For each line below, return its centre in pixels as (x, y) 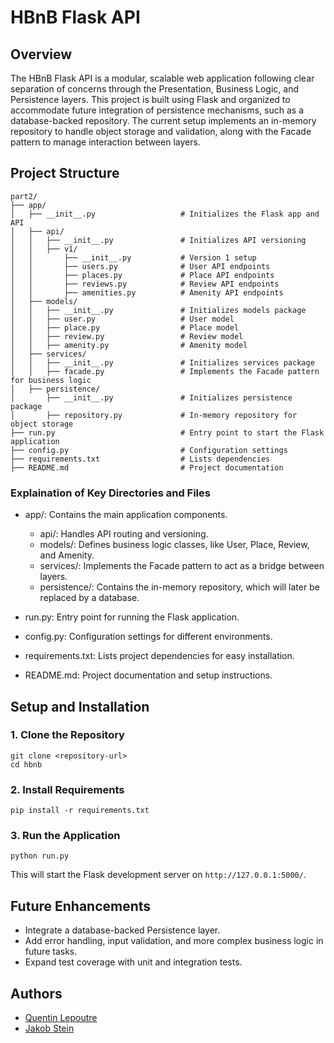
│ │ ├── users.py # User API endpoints (140, 266)
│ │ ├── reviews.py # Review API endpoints (145, 284)
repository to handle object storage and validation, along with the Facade (161, 131)
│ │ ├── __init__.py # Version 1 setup (133, 257)
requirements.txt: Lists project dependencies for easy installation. (159, 656)
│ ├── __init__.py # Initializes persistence (151, 397)
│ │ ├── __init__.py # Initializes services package (162, 362)
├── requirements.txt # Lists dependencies (140, 459)
